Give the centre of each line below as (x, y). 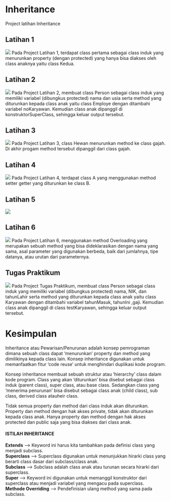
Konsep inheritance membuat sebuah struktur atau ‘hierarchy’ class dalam (83, 374)
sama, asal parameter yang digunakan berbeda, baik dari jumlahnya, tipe (82, 251)
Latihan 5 (20, 199)
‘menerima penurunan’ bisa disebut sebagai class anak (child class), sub (82, 390)
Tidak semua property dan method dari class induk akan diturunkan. (77, 406)
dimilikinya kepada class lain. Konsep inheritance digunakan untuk (75, 359)
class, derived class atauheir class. (42, 396)
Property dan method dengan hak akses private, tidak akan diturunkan (79, 411)
